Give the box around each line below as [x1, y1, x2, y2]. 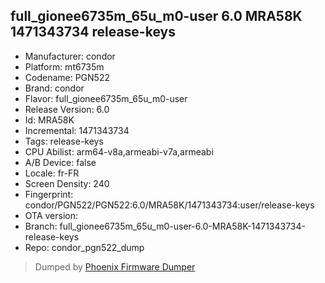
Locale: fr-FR [24, 167, 80, 179]
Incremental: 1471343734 [24, 124, 130, 136]
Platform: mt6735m [24, 60, 105, 73]
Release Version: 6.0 [24, 103, 110, 115]
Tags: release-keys [24, 135, 104, 147]
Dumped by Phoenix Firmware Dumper [34, 260, 196, 273]
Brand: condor [24, 82, 85, 94]
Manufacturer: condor [24, 50, 116, 62]
